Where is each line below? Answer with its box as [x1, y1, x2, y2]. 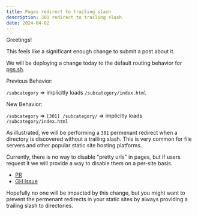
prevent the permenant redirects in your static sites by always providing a [6, 196, 188, 203]
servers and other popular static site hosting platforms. [6, 142, 142, 149]
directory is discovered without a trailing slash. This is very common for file [6, 135, 192, 143]
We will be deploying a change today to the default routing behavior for [6, 59, 182, 66]
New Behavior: [6, 101, 43, 108]
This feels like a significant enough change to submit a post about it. [6, 48, 175, 55]
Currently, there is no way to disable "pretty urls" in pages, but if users [6, 153, 181, 161]
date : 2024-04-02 [6, 20, 50, 26]
